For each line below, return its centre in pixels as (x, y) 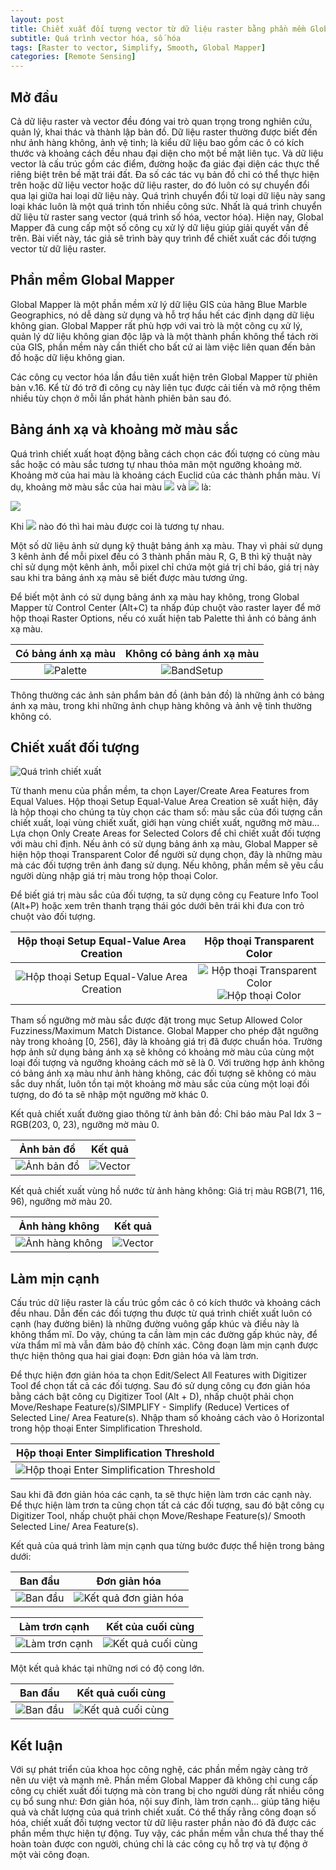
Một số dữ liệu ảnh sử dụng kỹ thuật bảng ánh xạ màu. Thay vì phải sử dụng (166, 545)
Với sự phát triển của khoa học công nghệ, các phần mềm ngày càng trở (159, 1769)
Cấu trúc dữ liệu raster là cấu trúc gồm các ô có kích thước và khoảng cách (165, 1303)
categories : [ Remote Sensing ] (73, 57)
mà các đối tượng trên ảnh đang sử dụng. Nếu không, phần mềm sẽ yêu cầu (167, 865)
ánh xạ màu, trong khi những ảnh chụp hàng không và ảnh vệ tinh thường (161, 705)
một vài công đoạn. (50, 1854)
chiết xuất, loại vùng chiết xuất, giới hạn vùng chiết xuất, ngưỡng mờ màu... (165, 823)
